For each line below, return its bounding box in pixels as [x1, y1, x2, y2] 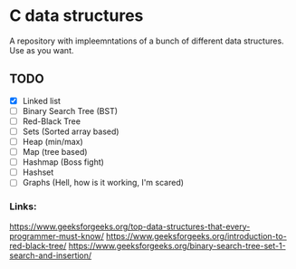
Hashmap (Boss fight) [22, 157, 104, 168]
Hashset [22, 167, 54, 178]
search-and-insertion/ [9, 250, 92, 261]
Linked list [22, 95, 62, 106]
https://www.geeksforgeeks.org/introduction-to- [105, 230, 287, 241]
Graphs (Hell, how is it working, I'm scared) [22, 178, 184, 188]
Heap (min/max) [22, 137, 83, 147]
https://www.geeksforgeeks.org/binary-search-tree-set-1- [68, 240, 287, 251]
